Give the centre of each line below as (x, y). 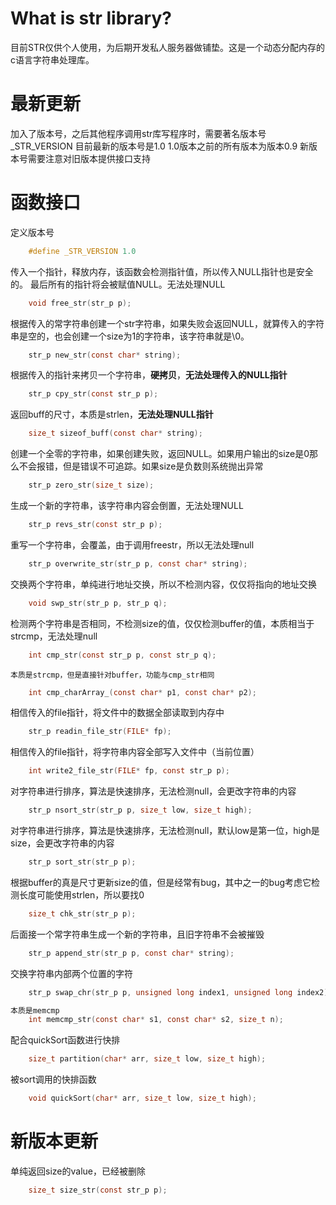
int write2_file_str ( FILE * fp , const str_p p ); (129, 771)
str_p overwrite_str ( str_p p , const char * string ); (138, 563)
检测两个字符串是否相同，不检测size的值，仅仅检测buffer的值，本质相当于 (162, 623)
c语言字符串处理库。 (52, 59)
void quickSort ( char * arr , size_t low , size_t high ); (142, 1098)
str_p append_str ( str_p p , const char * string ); (131, 953)
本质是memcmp (35, 1010)
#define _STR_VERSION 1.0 (82, 251)
